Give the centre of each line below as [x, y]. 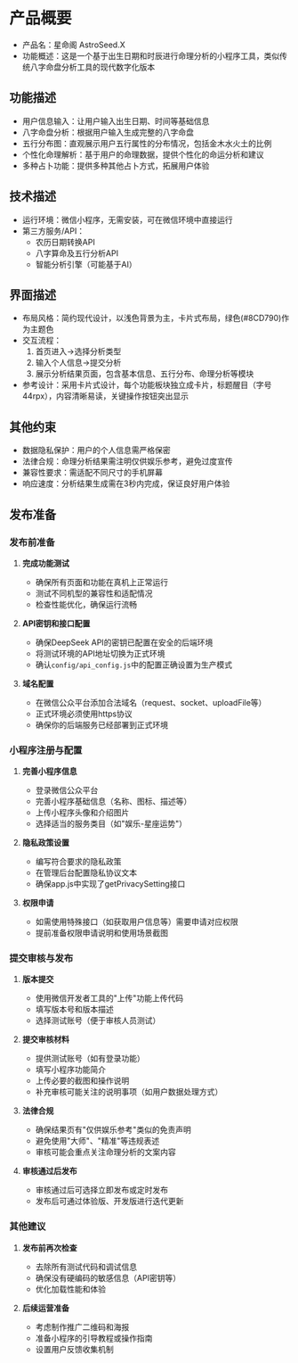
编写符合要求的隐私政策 [78, 862]
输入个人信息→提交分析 [78, 363]
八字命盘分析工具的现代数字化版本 [93, 67]
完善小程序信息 [49, 772]
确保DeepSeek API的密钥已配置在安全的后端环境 [124, 642]
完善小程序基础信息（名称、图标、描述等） [113, 801]
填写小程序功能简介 [71, 1070]
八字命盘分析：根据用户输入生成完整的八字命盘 [108, 132]
